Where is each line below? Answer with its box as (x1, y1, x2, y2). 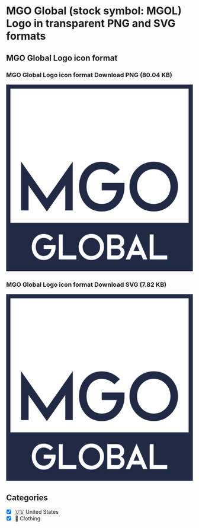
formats (6, 30, 46, 43)
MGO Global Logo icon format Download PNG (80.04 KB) (6, 71, 173, 79)
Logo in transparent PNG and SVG (6, 17, 176, 30)
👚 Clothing (14, 515, 41, 522)
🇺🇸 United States (14, 508, 59, 515)
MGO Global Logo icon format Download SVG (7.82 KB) (6, 280, 167, 289)
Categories (6, 492, 49, 503)
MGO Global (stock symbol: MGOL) (6, 4, 182, 18)
